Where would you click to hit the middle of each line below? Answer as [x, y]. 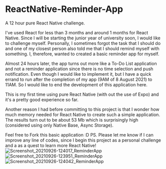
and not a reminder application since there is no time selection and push [79, 69]
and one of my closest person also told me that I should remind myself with [82, 48]
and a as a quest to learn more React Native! [51, 145]
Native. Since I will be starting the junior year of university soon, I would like [83, 38]
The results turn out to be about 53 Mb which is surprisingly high [72, 120]
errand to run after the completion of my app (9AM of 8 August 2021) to [79, 79]
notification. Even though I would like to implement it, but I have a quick [78, 74]
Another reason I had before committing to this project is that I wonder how [82, 109]
